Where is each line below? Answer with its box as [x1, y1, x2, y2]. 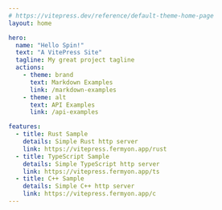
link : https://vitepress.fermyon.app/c [23, 190, 157, 198]
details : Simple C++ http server [23, 182, 135, 191]
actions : [15, 63, 45, 72]
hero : [8, 34, 27, 42]
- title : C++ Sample [15, 175, 84, 183]
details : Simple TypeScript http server [23, 160, 160, 168]
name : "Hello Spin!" [15, 41, 84, 49]
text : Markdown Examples [29, 78, 113, 87]
